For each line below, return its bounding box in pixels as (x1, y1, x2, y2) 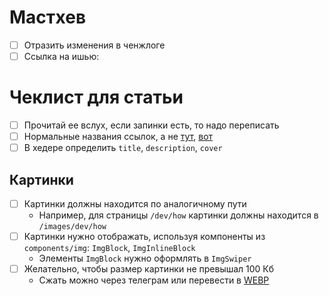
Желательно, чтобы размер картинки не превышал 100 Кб (23, 263, 275, 275)
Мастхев (9, 6, 87, 29)
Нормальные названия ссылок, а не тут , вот (23, 131, 214, 143)
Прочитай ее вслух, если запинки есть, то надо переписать (23, 119, 280, 131)
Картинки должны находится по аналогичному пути (23, 198, 247, 210)
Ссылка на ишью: (23, 51, 100, 62)
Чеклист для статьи (9, 86, 184, 109)
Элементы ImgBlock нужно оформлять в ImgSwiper (38, 252, 252, 265)
